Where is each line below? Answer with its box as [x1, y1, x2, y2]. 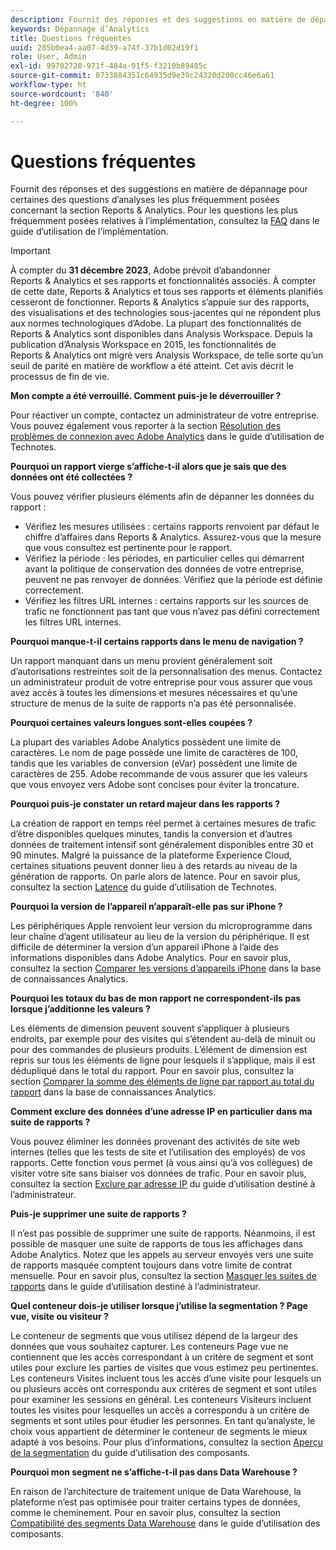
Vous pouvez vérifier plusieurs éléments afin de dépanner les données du [10, 491, 315, 503]
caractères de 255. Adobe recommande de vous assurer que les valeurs [10, 768, 308, 780]
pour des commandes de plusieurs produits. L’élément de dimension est [10, 1044, 308, 1056]
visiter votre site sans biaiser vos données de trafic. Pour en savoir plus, [10, 1167, 307, 1180]
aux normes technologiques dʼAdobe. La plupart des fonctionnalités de [10, 317, 302, 330]
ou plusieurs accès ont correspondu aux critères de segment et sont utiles [10, 1383, 317, 1395]
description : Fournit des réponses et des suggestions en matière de [10, 14, 307, 25]
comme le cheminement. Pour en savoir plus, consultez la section [10, 1507, 282, 1519]
